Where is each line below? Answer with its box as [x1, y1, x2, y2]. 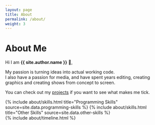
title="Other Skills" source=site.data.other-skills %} [5, 109, 111, 115]
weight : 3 [5, 21, 26, 26]
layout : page [5, 7, 32, 12]
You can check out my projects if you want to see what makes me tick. [5, 89, 151, 95]
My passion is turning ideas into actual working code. [5, 69, 115, 75]
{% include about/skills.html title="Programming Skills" [5, 99, 118, 105]
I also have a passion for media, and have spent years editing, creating [5, 74, 151, 80]
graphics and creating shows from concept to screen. [5, 79, 116, 85]
